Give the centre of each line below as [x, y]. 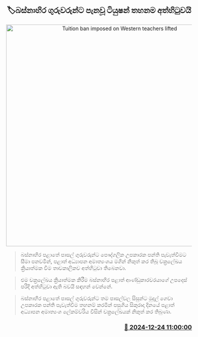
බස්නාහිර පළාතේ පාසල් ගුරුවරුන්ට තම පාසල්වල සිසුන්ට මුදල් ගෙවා [96, 298]
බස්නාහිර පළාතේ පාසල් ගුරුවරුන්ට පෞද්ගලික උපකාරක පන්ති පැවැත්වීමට [103, 254]
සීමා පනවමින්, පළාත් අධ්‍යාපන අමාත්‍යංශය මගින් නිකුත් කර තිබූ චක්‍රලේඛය [101, 261]
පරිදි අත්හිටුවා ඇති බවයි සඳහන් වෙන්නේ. [67, 286]
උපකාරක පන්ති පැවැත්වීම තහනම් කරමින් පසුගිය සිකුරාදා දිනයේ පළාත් [98, 304]
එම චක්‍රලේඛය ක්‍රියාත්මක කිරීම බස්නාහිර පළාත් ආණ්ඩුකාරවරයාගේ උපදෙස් [104, 280]
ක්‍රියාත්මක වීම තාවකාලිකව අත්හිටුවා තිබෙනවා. [73, 268]
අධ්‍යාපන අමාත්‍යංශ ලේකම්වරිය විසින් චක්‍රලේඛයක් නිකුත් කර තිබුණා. [96, 311]
